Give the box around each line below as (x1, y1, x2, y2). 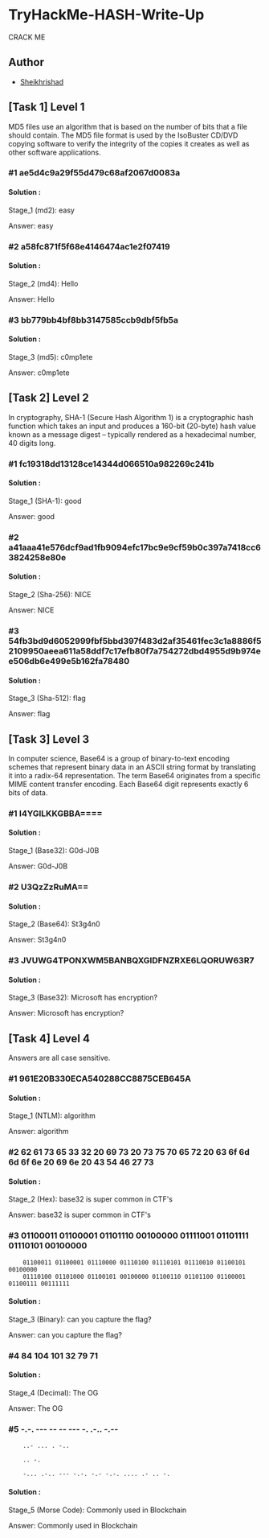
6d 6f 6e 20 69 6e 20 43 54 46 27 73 (8, 1157, 154, 1168)
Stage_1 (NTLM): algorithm (8, 1111, 96, 1120)
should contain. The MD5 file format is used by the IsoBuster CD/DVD (8, 130, 238, 140)
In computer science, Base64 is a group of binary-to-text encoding (8, 753, 230, 763)
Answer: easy (8, 221, 54, 230)
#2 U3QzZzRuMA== (8, 881, 89, 893)
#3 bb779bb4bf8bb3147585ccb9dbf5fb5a (8, 314, 179, 325)
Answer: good (8, 511, 55, 521)
